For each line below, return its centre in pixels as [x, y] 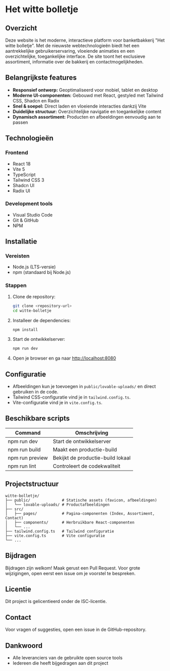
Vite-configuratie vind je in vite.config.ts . [57, 403]
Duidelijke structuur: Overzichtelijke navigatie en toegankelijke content [87, 111]
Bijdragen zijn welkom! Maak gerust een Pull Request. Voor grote [73, 568]
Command [28, 433]
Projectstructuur [32, 484]
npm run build [24, 449]
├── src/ [14, 509]
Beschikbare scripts [37, 419]
